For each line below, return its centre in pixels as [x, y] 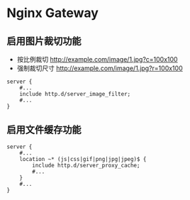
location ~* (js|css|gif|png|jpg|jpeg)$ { [83, 159]
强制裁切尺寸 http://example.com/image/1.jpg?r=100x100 [100, 68]
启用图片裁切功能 [44, 41]
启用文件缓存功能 [44, 130]
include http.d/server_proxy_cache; [86, 165]
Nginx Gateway [52, 13]
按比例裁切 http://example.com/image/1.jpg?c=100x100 [97, 59]
